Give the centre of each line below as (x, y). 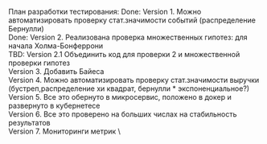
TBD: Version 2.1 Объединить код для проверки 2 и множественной (124, 54)
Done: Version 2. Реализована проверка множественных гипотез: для (128, 37)
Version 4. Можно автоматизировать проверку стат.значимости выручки (134, 80)
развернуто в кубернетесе (54, 105)
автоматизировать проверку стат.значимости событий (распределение (132, 20)
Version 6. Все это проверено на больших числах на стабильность (123, 114)
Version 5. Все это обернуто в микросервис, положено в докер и (120, 97)
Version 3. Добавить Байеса (56, 71)
